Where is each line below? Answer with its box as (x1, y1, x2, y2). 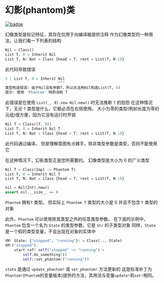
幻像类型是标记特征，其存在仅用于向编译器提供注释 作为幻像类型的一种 (5, 31, 149, 37)
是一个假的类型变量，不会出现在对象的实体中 (5, 229, 96, 235)
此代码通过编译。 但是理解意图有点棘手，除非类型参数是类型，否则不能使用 (5, 141, 158, 146)
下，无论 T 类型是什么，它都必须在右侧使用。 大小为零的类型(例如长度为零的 (5, 106, 160, 112)
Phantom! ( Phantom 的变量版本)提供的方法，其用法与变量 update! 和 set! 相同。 (5, 273, 157, 279)
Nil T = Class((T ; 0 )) (5, 122, 52, 127)
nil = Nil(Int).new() (5, 185, 50, 190)
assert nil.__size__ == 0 (5, 190, 58, 195)
